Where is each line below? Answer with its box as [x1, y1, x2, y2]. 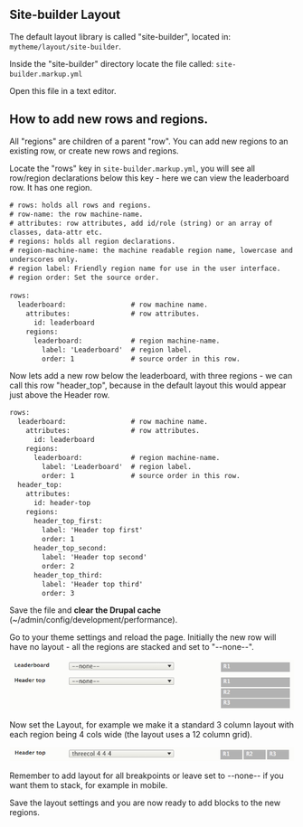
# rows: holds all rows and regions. [9, 201, 152, 210]
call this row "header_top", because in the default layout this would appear [9, 380, 287, 390]
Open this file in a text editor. [9, 85, 117, 96]
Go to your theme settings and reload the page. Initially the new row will [9, 632, 277, 643]
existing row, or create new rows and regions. [9, 145, 179, 156]
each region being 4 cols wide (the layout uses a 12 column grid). [9, 728, 253, 739]
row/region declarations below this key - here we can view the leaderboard [9, 172, 289, 183]
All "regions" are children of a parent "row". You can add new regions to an [9, 136, 289, 146]
